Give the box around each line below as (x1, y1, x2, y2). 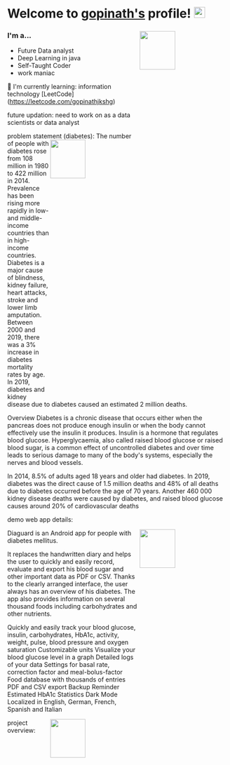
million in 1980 (7, 162, 49, 170)
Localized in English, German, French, (7, 698, 117, 706)
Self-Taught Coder (17, 62, 72, 70)
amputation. (7, 311, 42, 319)
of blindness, (7, 273, 45, 282)
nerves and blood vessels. (7, 459, 83, 467)
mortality (7, 363, 34, 372)
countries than (7, 229, 49, 237)
